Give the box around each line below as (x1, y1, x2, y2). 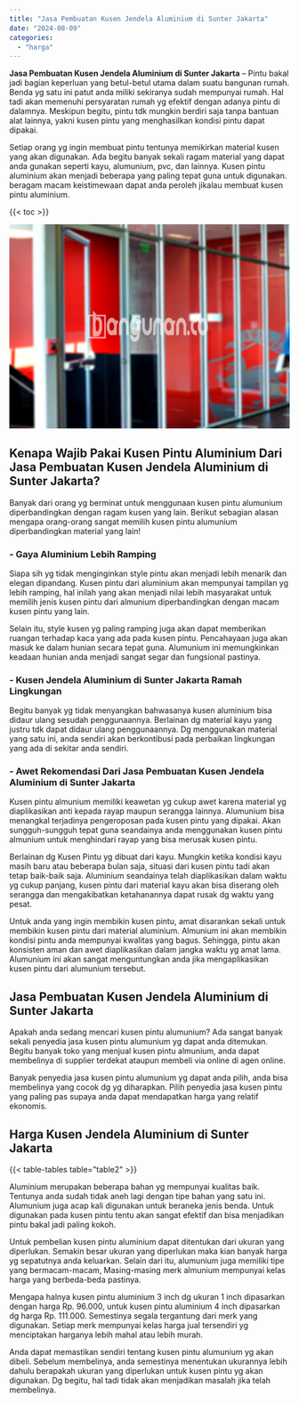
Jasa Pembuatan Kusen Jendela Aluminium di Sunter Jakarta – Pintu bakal (9, 68, 289, 79)
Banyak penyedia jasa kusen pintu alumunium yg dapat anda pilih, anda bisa (9, 1073, 288, 1083)
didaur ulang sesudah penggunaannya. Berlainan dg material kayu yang (9, 715, 273, 726)
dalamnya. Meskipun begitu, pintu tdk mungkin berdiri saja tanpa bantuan (9, 106, 279, 117)
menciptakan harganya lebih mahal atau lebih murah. (9, 1329, 203, 1340)
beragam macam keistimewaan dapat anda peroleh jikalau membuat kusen (9, 180, 284, 191)
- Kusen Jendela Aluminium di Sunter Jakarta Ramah (9, 673, 243, 686)
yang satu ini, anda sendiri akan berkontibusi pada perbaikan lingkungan (9, 734, 276, 744)
